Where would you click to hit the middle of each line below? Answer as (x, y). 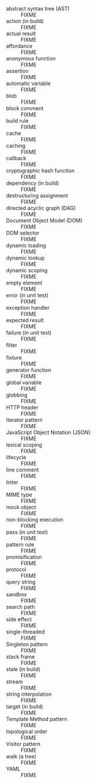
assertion (17, 71)
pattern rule (20, 545)
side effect (19, 619)
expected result (25, 320)
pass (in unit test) (27, 532)
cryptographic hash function (40, 171)
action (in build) (25, 21)
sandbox (17, 594)
